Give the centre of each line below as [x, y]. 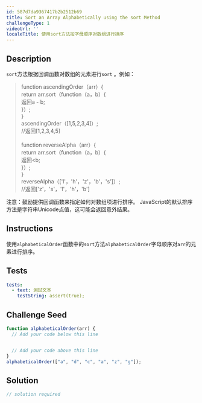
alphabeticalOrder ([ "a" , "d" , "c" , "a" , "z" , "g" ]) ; [74, 362]
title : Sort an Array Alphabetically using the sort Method [84, 17]
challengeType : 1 [28, 23]
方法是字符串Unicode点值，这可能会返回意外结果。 [70, 209]
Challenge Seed [37, 315]
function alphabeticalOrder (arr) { [51, 329]
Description [29, 59]
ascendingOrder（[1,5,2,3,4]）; [59, 123]
